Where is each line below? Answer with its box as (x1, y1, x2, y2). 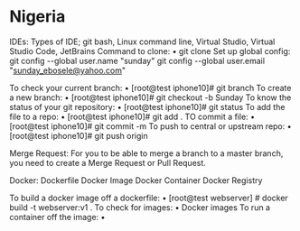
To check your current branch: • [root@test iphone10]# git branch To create (9, 82, 292, 93)
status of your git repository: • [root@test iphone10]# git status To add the (9, 101, 286, 112)
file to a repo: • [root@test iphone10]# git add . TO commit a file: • (9, 111, 256, 122)
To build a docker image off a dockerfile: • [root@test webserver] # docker (9, 192, 289, 203)
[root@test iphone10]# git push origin (9, 130, 148, 141)
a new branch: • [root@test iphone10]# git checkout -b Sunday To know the (9, 92, 292, 103)
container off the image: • (9, 211, 106, 222)
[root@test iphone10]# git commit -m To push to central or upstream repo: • (9, 120, 292, 132)
